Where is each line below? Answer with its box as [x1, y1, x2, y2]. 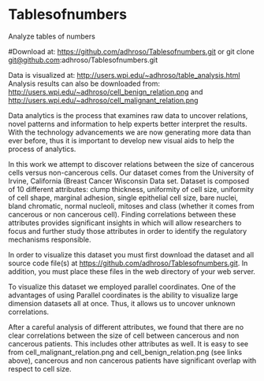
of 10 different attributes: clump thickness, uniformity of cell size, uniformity [8, 184, 255, 194]
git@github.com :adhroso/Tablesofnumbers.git [8, 55, 158, 65]
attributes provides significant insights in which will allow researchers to [8, 218, 242, 227]
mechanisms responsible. [8, 235, 91, 244]
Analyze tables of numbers [8, 31, 96, 41]
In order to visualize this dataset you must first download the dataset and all [8, 250, 255, 259]
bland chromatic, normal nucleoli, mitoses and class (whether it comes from [8, 201, 255, 210]
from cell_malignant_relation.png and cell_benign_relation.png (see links [8, 347, 243, 357]
